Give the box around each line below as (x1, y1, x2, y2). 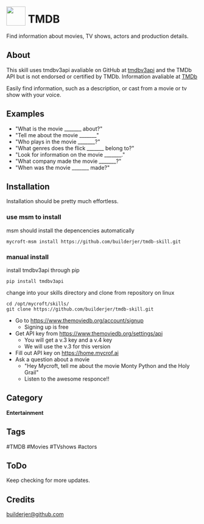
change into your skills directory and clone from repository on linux (6, 289, 175, 296)
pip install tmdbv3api (6, 278, 64, 284)
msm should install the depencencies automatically (6, 226, 135, 234)
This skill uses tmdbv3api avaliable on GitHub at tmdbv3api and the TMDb (6, 66, 192, 73)
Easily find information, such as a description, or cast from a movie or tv (6, 84, 187, 92)
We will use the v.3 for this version (24, 342, 111, 350)
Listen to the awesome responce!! (24, 375, 110, 382)
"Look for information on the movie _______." (15, 151, 125, 158)
